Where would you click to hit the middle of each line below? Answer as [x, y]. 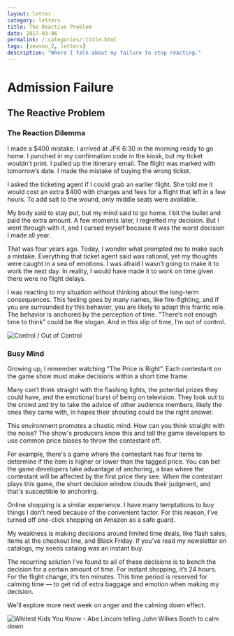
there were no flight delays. [46, 278]
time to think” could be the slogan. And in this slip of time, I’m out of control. [116, 322]
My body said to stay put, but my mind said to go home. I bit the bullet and [114, 213]
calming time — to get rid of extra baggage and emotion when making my [113, 584]
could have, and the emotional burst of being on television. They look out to [116, 397]
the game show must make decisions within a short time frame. [98, 376]
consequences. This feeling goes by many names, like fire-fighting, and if [113, 299]
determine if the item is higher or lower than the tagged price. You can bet [114, 462]
